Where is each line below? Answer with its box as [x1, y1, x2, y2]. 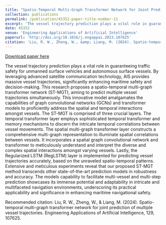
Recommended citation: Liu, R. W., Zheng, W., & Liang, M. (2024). [5, 199, 138, 205]
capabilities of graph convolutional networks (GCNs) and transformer [5, 100, 146, 106]
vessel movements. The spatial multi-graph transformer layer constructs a [5, 126, 156, 132]
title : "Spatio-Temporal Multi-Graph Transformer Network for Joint [5, 7, 149, 12]
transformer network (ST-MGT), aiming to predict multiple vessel [5, 89, 137, 95]
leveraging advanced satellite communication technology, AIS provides [5, 73, 150, 79]
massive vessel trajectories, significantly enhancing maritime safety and [5, 78, 152, 84]
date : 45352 [5, 26, 30, 31]
